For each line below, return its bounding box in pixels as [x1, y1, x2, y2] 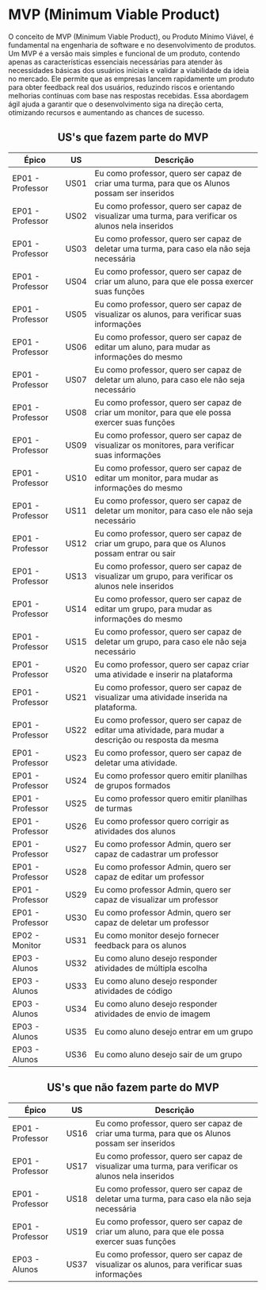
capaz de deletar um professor [94, 917, 210, 928]
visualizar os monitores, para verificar [94, 439, 235, 450]
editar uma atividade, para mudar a [94, 724, 225, 735]
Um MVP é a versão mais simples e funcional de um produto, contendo [8, 48, 241, 58]
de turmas [94, 803, 133, 814]
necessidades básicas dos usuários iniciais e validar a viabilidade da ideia [8, 65, 249, 75]
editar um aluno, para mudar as [94, 341, 211, 352]
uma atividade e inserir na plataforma [94, 668, 234, 680]
